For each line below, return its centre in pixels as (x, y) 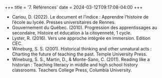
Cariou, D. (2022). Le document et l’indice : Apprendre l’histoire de (80, 17)
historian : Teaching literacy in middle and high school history (75, 65)
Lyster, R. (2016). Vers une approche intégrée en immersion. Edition (81, 38)
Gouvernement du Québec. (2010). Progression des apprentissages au (84, 27)
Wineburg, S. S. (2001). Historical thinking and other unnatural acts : (82, 49)
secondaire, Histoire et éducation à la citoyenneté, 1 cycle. (72, 33)
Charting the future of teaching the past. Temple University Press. (80, 54)
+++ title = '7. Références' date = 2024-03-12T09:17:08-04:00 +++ (74, 7)
